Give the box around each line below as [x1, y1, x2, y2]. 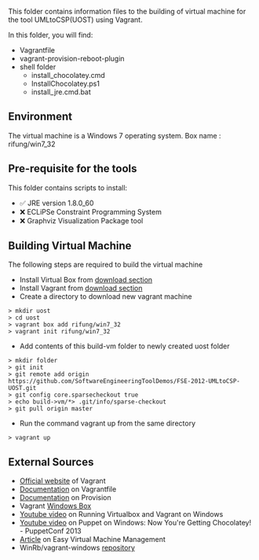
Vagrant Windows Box [19, 501, 92, 510]
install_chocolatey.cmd [31, 71, 106, 79]
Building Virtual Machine [8, 239, 132, 252]
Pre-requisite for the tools [8, 162, 137, 175]
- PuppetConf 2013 [19, 526, 82, 536]
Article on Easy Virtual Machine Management [19, 535, 166, 544]
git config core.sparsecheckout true [15, 391, 139, 400]
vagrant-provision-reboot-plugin [19, 54, 125, 63]
